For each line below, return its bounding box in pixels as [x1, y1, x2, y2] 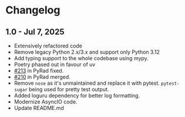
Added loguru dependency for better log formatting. [14, 92, 140, 99]
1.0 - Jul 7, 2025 [5, 27, 65, 37]
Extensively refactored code [14, 42, 83, 49]
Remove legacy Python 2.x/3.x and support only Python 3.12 [14, 49, 160, 56]
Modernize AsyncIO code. [14, 98, 78, 105]
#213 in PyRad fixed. [14, 67, 64, 74]
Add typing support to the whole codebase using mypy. [14, 55, 149, 61]
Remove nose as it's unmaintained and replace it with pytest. [14, 80, 160, 87]
